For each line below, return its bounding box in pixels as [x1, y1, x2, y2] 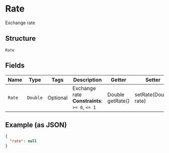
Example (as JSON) [5, 120, 67, 129]
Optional [47, 94, 68, 101]
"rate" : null [10, 139, 37, 144]
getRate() [107, 97, 130, 104]
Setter [145, 76, 161, 83]
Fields [5, 61, 25, 70]
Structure [5, 34, 36, 43]
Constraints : [72, 97, 103, 104]
